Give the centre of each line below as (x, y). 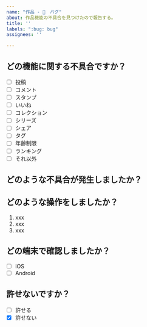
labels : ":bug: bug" (32, 29)
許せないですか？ (38, 294)
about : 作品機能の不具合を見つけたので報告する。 (61, 18)
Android (25, 273)
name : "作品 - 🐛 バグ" (34, 12)
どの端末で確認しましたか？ (58, 251)
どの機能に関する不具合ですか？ (66, 66)
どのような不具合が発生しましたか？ (74, 180)
